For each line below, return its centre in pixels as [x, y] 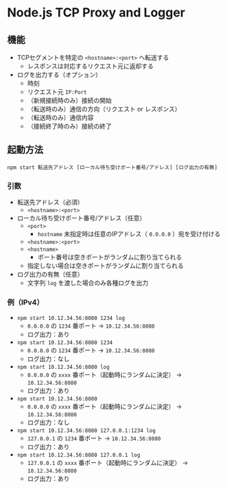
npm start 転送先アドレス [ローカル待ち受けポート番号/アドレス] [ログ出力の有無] [112, 167]
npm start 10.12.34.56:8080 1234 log [71, 318]
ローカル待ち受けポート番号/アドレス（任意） [81, 218]
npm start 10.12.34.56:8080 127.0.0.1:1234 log [86, 431]
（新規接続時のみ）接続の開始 [69, 100]
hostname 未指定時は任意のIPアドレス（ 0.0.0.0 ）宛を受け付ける [129, 234]
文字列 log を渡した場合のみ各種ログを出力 [88, 283]
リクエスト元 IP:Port [57, 92]
